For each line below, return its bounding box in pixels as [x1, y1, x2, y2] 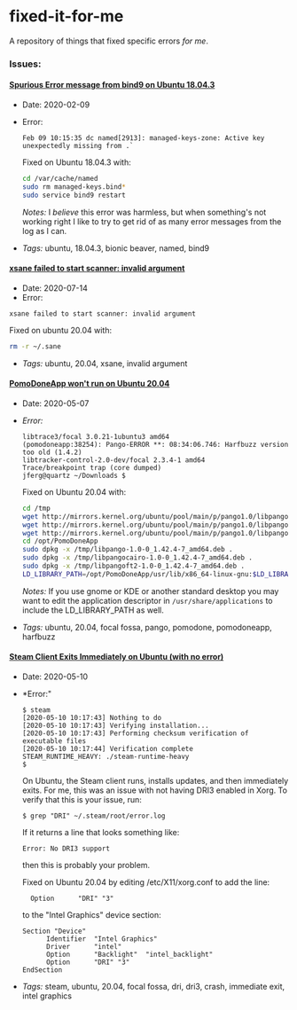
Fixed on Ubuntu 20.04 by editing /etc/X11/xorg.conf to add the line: [21, 877, 270, 888]
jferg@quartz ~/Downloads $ [21, 471, 126, 480]
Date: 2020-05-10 [21, 671, 89, 682]
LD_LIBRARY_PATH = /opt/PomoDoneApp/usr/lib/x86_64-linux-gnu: [21, 569, 254, 578]
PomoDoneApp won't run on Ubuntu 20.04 [9, 379, 170, 389]
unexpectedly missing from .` [21, 142, 135, 151]
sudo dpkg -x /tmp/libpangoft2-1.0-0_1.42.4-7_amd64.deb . [21, 561, 246, 571]
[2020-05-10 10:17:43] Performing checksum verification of [21, 729, 249, 738]
